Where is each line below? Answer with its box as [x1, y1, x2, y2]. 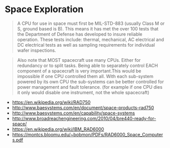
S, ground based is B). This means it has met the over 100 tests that [17, 25, 159, 31]
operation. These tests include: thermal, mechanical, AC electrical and [17, 36, 164, 43]
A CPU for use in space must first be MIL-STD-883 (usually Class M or [17, 20, 165, 26]
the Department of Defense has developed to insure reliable [17, 31, 143, 37]
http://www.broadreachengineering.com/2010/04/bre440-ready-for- [12, 115, 156, 121]
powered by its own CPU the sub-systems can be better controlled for [17, 79, 164, 85]
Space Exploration [5, 4, 84, 15]
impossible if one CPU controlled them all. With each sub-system [17, 73, 153, 79]
